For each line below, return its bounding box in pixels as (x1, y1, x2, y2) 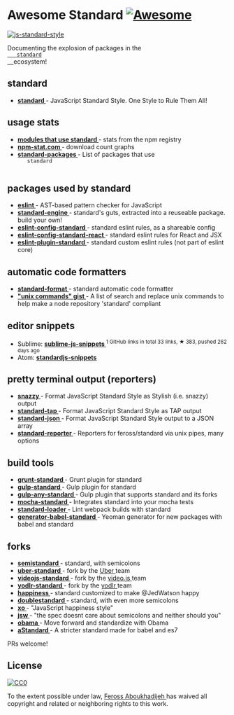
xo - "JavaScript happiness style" (17, 604, 114, 612)
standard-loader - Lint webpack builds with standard (17, 505, 171, 514)
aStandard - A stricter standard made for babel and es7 (17, 626, 178, 634)
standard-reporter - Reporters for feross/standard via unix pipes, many (17, 429, 224, 438)
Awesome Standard (7, 7, 124, 23)
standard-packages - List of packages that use (17, 150, 155, 158)
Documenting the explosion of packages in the (7, 43, 142, 52)
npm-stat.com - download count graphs (17, 142, 135, 151)
